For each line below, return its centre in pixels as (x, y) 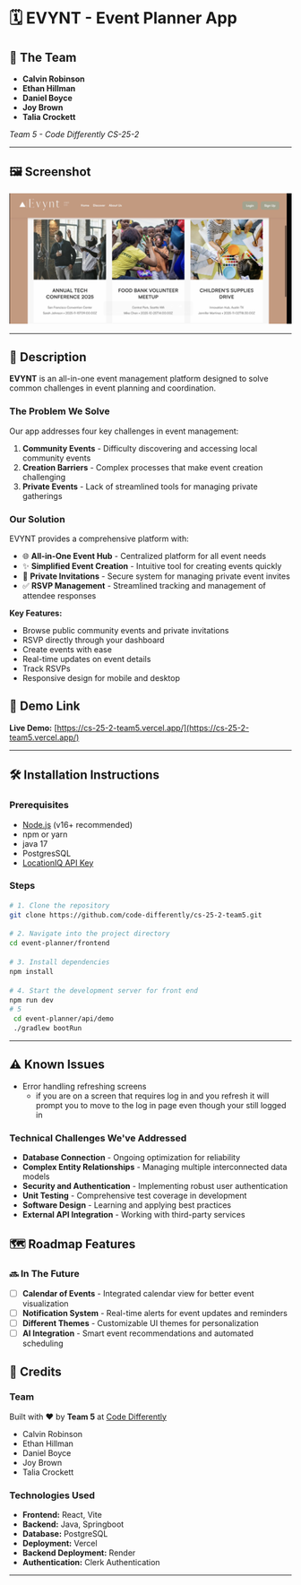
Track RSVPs (46, 668)
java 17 (35, 843)
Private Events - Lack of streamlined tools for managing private (140, 487)
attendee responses (59, 596)
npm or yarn (45, 834)
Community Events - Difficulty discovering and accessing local (140, 448)
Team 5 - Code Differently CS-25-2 (74, 134)
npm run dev (31, 1000)
